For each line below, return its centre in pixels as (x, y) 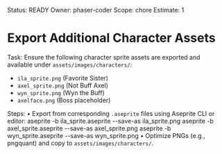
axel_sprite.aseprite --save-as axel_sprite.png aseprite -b (89, 128)
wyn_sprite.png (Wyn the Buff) (61, 92)
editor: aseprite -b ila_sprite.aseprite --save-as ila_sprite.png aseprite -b (110, 121)
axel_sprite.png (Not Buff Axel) (63, 85)
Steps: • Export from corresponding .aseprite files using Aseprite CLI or (111, 113)
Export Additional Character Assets (112, 38)
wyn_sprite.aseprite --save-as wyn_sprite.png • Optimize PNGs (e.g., (106, 135)
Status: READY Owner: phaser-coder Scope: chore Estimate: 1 (96, 10)
